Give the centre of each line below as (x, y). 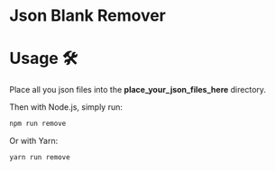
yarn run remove (40, 157)
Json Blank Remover (88, 16)
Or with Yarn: (34, 141)
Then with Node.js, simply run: (66, 107)
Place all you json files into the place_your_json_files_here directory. (138, 90)
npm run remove (38, 124)
